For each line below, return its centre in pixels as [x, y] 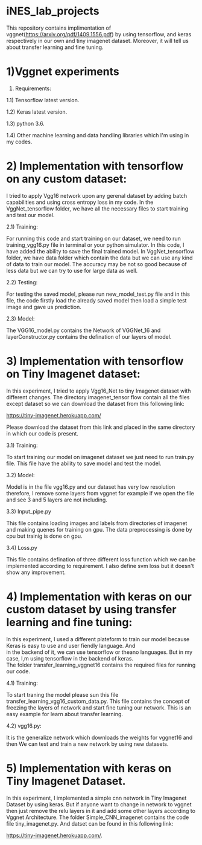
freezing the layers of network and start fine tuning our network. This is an [99, 707]
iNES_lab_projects [53, 11]
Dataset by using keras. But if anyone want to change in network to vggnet [99, 804]
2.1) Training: [22, 227]
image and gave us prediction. [44, 307]
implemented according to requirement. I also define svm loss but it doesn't [100, 566]
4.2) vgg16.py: [24, 726]
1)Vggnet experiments [63, 72]
